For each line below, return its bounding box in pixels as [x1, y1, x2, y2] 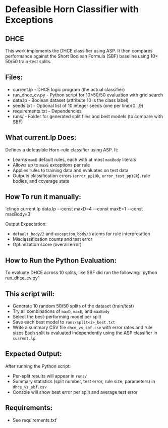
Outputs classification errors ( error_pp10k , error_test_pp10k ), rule [12, 173, 150, 179]
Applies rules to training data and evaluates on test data [12, 167, 129, 173]
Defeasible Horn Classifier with [5, 4, 139, 15]
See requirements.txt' [12, 417, 58, 423]
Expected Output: [5, 350, 62, 358]
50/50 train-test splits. [5, 59, 52, 64]
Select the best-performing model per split [12, 314, 102, 320]
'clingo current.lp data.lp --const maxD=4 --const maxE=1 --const [5, 206, 143, 212]
